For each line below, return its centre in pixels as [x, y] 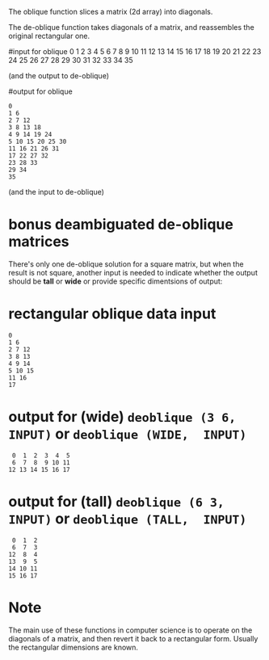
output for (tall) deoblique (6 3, [116, 502]
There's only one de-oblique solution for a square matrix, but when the [126, 264]
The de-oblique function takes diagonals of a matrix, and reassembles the [131, 27]
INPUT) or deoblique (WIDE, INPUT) [128, 434]
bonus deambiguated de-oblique [121, 225]
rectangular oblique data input [112, 314]
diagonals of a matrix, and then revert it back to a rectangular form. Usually [133, 638]
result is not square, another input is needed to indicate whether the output [133, 272]
